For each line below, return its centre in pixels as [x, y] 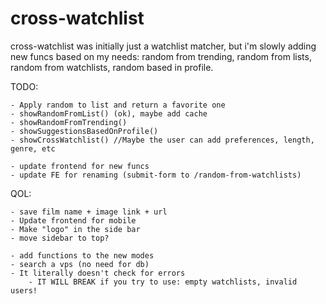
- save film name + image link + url [89, 212]
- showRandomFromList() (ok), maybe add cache [109, 113]
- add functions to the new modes [82, 255]
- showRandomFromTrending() [69, 122]
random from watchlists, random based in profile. [112, 67]
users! [24, 290]
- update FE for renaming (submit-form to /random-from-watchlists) [156, 175]
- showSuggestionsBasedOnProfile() [84, 131]
